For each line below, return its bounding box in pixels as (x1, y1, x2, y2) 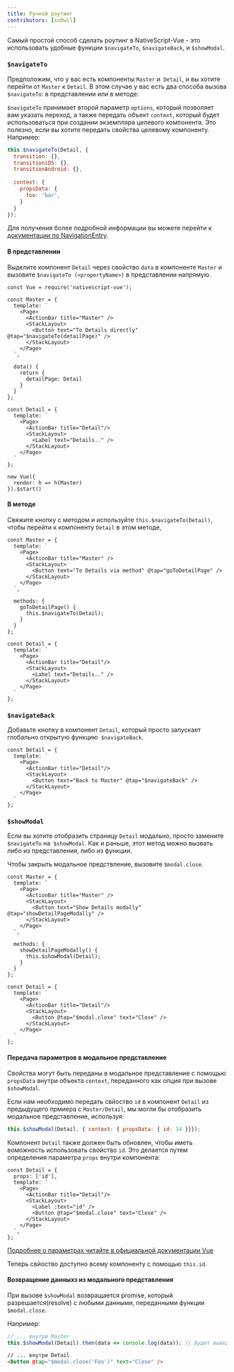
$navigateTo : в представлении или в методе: (7, 89, 139, 98)
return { (19, 369, 45, 376)
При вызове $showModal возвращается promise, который (7, 1291, 173, 1299)
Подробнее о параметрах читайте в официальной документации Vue (7, 1246, 214, 1254)
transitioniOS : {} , (13, 159, 70, 166)
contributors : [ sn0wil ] (7, 17, 77, 24)
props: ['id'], (13, 1172, 58, 1180)
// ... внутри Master (7, 1333, 70, 1340)
